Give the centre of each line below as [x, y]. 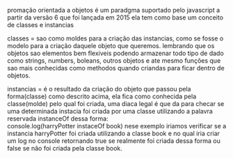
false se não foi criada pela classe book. [65, 148]
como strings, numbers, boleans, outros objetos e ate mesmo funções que [114, 61]
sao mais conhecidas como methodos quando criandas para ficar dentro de [116, 68]
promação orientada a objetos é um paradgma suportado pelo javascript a [114, 10]
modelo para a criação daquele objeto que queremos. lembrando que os [111, 46]
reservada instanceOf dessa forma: [58, 119]
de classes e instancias [41, 25]
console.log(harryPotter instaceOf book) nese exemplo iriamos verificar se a [117, 126]
